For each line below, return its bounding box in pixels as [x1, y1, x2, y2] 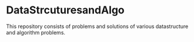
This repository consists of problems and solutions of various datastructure [6, 23, 189, 30]
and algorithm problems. [6, 29, 66, 36]
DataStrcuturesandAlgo [6, 3, 125, 17]
